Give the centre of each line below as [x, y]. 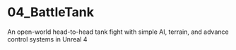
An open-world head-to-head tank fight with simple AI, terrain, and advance [118, 32]
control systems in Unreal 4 [47, 39]
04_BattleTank [51, 12]
